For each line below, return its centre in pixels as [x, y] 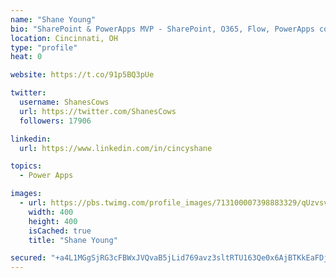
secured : [28, 258]
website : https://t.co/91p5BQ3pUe [82, 75]
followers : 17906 [55, 121]
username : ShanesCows [64, 102]
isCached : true [60, 231]
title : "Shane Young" [73, 240]
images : [26, 194]
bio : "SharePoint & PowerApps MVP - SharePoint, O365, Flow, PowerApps [162, 29]
